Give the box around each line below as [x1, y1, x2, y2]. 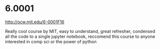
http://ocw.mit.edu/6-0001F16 [5, 19, 65, 25]
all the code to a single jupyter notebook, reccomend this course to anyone [5, 33, 156, 39]
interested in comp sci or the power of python [5, 38, 97, 44]
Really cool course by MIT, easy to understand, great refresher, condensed [5, 28, 156, 34]
